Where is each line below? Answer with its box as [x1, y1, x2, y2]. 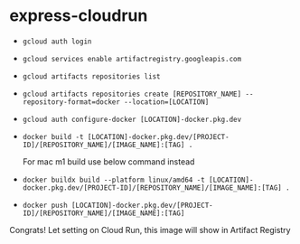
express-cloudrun [9, 5, 148, 26]
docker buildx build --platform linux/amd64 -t [22, 175, 205, 184]
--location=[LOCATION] [123, 97, 210, 107]
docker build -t [22, 132, 84, 141]
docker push [22, 201, 68, 210]
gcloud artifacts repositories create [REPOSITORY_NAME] [22, 89, 242, 99]
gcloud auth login [22, 37, 92, 46]
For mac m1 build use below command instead [22, 155, 195, 167]
